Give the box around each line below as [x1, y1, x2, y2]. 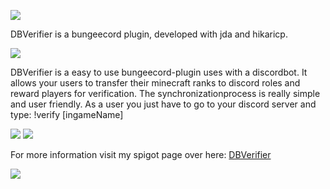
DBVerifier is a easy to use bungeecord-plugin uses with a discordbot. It [10, 66, 308, 78]
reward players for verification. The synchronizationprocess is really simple [10, 88, 321, 99]
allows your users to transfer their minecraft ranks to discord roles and [10, 77, 301, 89]
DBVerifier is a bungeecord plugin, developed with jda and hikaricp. [10, 28, 288, 40]
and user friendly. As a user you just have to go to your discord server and [10, 98, 317, 110]
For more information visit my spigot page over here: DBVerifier [10, 149, 272, 160]
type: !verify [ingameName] [10, 109, 124, 120]
